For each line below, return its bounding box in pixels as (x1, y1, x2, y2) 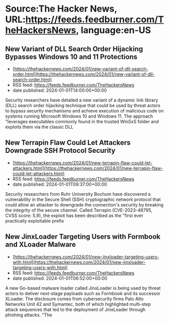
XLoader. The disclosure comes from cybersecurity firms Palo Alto (5, 296, 144, 302)
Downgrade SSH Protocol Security (5, 146, 116, 155)
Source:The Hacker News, (5, 3, 118, 15)
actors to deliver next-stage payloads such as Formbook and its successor (5, 290, 160, 296)
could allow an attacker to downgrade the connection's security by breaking (5, 201, 164, 207)
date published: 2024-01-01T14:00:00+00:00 (12, 87, 107, 93)
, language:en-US (76, 25, 151, 36)
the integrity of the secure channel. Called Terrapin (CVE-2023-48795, (5, 207, 152, 213)
